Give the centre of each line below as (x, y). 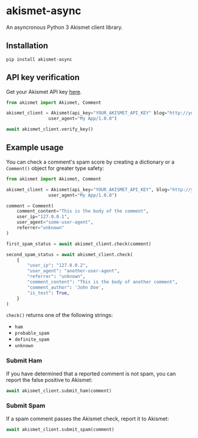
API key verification (43, 78)
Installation (27, 46)
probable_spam (32, 334)
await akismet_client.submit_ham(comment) (59, 391)
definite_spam (32, 340)
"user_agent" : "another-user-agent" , (73, 271)
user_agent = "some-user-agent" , (55, 223)
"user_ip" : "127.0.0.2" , (58, 266)
